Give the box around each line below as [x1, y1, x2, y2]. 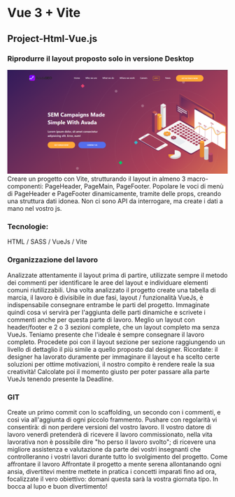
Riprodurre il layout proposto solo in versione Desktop [7, 54, 194, 64]
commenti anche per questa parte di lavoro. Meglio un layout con [7, 316, 195, 324]
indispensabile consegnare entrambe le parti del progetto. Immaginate [7, 300, 210, 309]
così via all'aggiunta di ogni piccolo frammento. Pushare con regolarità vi [7, 415, 218, 424]
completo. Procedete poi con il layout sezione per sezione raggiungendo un [7, 337, 225, 346]
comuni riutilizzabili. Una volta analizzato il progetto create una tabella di [7, 285, 216, 294]
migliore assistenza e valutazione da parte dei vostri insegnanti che [7, 445, 201, 453]
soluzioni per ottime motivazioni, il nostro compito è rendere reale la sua [7, 359, 215, 368]
